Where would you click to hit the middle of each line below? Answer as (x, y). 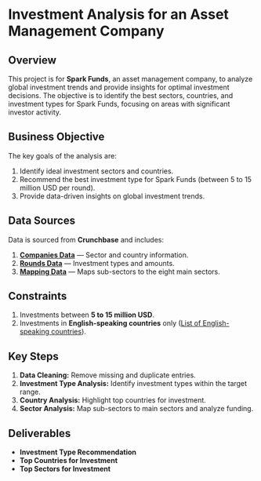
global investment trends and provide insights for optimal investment (119, 87)
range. (30, 392)
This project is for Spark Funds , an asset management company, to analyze (130, 79)
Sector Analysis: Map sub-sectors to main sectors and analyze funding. (136, 409)
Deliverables (40, 433)
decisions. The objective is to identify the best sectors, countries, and (121, 95)
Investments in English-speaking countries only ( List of (110, 323)
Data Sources (42, 221)
